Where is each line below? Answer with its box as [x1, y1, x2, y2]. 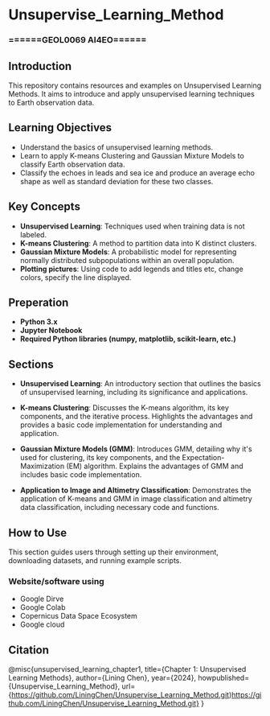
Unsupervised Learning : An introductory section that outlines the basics [19, 379, 261, 389]
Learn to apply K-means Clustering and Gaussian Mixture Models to [19, 150, 245, 160]
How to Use [8, 525, 67, 540]
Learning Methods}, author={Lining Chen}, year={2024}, [8, 673, 197, 683]
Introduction [8, 59, 72, 73]
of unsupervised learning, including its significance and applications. [19, 388, 248, 397]
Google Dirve [19, 594, 64, 604]
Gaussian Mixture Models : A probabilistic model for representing [19, 247, 237, 257]
